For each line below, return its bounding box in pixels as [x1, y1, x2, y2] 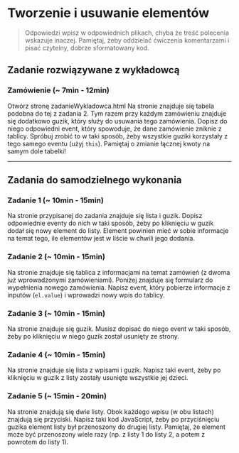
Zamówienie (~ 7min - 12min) [7, 85, 110, 95]
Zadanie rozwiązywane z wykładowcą [7, 64, 180, 76]
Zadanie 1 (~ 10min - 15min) [7, 195, 105, 205]
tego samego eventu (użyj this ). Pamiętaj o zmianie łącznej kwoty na [7, 139, 211, 148]
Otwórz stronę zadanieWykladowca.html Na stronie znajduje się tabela [7, 102, 215, 110]
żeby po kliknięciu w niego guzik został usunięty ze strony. [7, 332, 179, 340]
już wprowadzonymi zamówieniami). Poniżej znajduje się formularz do [7, 275, 213, 284]
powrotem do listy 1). [7, 437, 69, 446]
